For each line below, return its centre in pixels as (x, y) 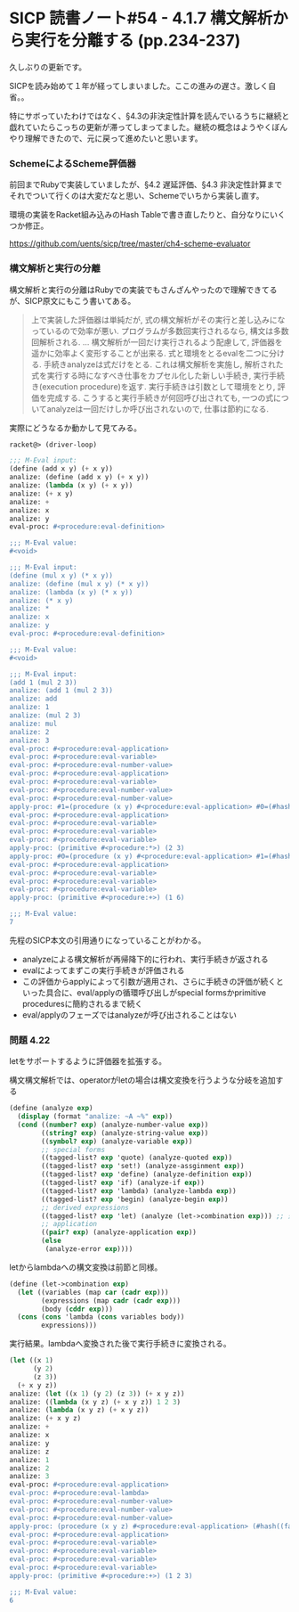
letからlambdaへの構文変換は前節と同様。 (86, 1267)
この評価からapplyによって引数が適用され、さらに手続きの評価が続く (149, 981)
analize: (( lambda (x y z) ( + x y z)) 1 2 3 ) (95, 1402)
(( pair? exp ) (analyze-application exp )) (119, 1232)
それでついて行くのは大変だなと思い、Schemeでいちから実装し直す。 (137, 196)
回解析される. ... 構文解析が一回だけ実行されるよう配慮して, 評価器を (157, 342)
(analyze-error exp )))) (89, 1249)
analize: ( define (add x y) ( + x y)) (79, 478)
